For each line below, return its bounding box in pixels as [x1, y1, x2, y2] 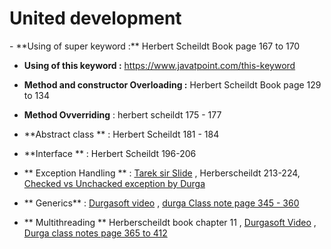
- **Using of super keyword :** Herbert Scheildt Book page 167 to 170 [9, 40, 301, 52]
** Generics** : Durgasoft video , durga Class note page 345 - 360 [23, 197, 300, 209]
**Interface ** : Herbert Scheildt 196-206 [23, 147, 197, 159]
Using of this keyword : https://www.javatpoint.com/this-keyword [23, 59, 296, 71]
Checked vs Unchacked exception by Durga [23, 177, 206, 189]
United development [9, 7, 182, 30]
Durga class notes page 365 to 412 [23, 227, 168, 239]
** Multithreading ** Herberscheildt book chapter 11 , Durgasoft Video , [23, 216, 317, 228]
